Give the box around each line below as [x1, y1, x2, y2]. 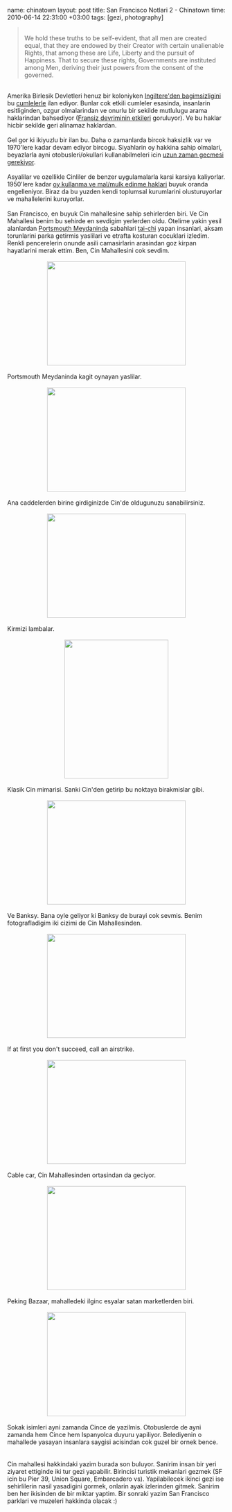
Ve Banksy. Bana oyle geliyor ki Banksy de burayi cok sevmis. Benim [7, 912, 203, 919]
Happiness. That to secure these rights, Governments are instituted [24, 56, 216, 64]
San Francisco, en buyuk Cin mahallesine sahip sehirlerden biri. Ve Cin [7, 209, 208, 218]
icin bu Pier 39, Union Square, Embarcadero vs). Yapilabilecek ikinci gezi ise [7, 1475, 224, 1483]
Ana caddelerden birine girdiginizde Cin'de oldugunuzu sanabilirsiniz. [7, 498, 206, 507]
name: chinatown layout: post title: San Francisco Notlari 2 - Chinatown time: [7, 6, 226, 14]
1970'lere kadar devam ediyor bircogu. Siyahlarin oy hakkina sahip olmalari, [7, 144, 222, 151]
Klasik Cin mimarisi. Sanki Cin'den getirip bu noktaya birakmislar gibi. [7, 785, 204, 793]
